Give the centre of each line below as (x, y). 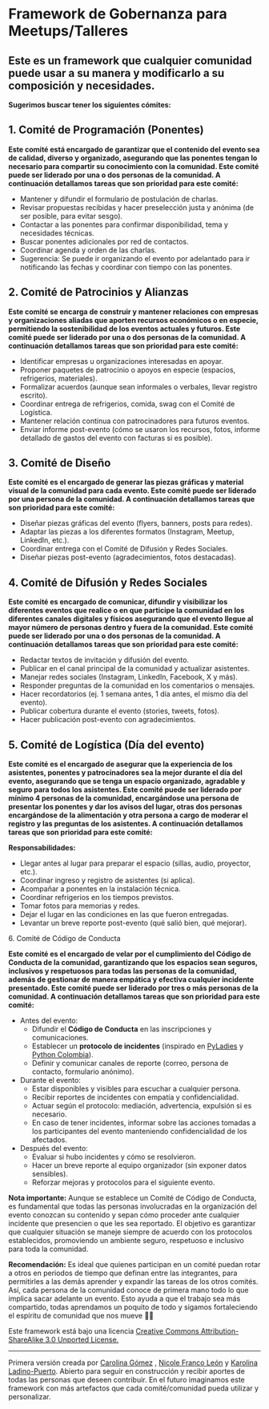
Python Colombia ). (62, 1055)
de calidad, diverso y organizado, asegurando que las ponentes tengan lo (133, 158)
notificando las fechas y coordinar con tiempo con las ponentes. (126, 267)
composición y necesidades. (82, 85)
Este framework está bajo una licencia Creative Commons (104, 1331)
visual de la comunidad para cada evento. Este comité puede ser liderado (132, 491)
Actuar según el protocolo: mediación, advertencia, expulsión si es (142, 1106)
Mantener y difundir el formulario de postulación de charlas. (119, 199)
